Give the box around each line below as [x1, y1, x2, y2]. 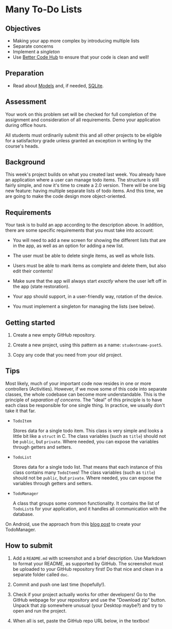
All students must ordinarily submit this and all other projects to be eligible [5, 132, 162, 138]
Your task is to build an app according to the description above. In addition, [5, 222, 164, 228]
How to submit [5, 541, 53, 550]
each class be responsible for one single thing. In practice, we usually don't [5, 402, 165, 408]
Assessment [5, 98, 47, 106]
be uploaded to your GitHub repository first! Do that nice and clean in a [12, 566, 163, 572]
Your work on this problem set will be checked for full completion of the [5, 111, 157, 117]
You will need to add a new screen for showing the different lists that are [12, 237, 166, 244]
